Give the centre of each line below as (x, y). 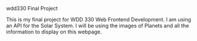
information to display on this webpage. (54, 32)
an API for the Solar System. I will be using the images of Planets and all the (98, 26)
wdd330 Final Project (32, 8)
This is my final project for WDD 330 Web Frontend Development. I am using (98, 19)
